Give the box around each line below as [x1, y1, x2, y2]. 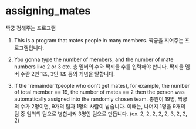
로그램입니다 [13, 44, 43, 51]
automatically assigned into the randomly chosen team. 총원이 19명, [13, 95, 177, 102]
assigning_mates [5, 4, 91, 18]
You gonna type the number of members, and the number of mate [13, 56, 174, 63]
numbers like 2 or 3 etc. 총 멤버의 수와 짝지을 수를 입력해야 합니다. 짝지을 [13, 63, 184, 70]
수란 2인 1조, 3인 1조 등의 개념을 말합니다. [20, 70, 116, 77]
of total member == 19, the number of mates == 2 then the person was [13, 88, 185, 95]
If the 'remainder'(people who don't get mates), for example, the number [13, 82, 190, 89]
